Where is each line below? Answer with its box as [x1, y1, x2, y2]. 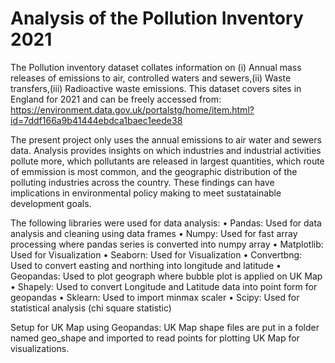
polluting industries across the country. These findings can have [10, 176, 275, 188]
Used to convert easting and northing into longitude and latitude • [10, 259, 282, 271]
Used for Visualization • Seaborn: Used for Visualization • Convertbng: [10, 248, 303, 261]
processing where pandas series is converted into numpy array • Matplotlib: [10, 238, 324, 250]
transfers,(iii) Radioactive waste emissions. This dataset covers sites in [10, 82, 302, 94]
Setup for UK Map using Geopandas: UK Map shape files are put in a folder [10, 321, 320, 333]
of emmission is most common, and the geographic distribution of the [10, 165, 298, 177]
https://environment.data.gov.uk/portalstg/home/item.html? [10, 103, 255, 116]
